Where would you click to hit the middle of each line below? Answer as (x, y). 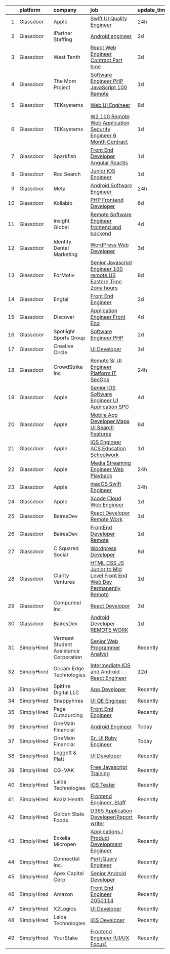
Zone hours (104, 288)
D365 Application (111, 811)
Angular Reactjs (109, 163)
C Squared (66, 548)
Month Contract (109, 142)
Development (106, 844)
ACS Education (108, 448)
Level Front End (109, 575)
